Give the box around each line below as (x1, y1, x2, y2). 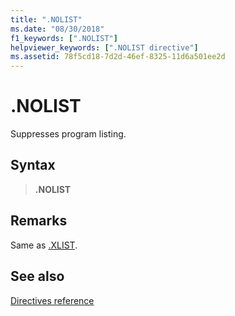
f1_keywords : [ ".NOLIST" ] (10, 33, 118, 43)
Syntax (10, 157, 56, 174)
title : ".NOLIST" (10, 14, 83, 25)
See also (10, 268, 65, 285)
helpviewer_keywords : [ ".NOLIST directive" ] (10, 42, 199, 53)
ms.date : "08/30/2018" (10, 24, 105, 34)
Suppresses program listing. (10, 128, 127, 140)
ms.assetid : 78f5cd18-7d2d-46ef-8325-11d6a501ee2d (10, 52, 226, 62)
